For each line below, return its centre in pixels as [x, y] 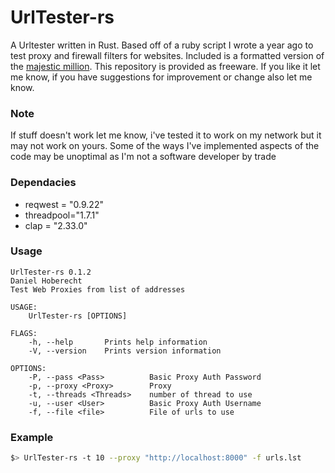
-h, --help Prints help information [118, 342]
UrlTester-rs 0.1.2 [51, 272]
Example [32, 437]
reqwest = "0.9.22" [64, 204]
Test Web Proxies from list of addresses [98, 289]
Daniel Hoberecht [46, 281]
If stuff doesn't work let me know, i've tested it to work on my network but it [166, 135]
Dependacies [43, 183]
